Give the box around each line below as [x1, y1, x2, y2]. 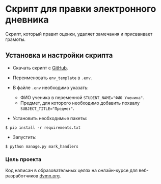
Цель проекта [5, 155, 42, 163]
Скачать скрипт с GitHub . [12, 64, 68, 71]
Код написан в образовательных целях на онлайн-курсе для [5, 167, 138, 174]
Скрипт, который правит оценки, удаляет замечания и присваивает [5, 31, 153, 37]
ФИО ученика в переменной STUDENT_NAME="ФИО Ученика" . [20, 94, 144, 100]
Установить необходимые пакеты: [12, 115, 88, 121]
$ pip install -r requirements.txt [5, 125, 81, 130]
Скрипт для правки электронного [5, 3, 156, 15]
